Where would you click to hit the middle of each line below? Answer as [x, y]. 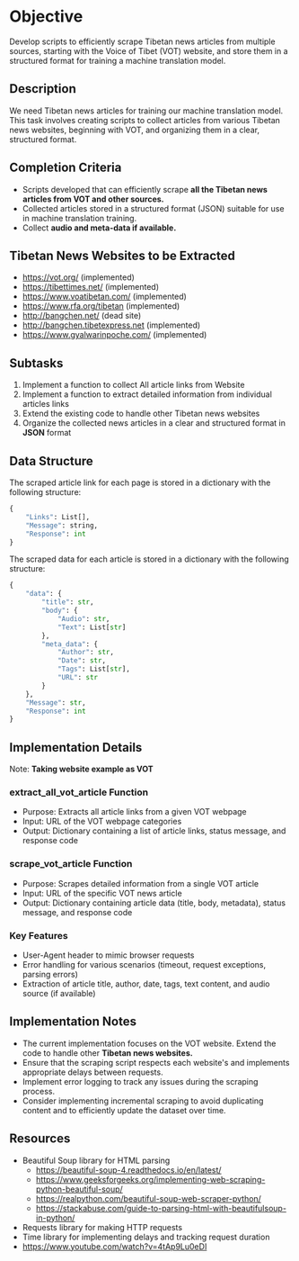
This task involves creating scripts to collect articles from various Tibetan [145, 120]
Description [43, 89]
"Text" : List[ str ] [92, 627]
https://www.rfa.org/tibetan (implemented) [101, 306]
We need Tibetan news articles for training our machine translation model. [146, 111]
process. [39, 1091]
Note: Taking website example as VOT [82, 769]
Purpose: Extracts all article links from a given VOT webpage [134, 812]
